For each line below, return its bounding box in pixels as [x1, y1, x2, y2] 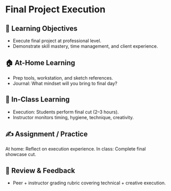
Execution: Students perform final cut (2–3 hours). [12, 109, 119, 115]
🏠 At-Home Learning [5, 59, 75, 67]
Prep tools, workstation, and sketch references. [12, 74, 113, 81]
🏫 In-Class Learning [5, 95, 70, 104]
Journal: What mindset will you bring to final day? [12, 80, 118, 86]
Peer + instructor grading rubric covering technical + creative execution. [12, 180, 166, 186]
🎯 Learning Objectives [5, 24, 78, 33]
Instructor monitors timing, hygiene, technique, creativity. [12, 114, 134, 120]
